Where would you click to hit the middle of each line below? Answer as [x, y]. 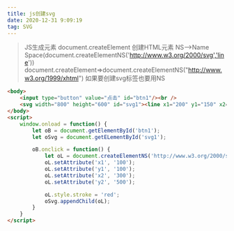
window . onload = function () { [64, 124]
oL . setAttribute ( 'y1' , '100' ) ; [90, 169]
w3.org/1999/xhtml [51, 78]
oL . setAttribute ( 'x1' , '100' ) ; [90, 163]
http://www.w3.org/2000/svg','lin [177, 55]
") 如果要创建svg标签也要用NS [122, 78]
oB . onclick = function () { [71, 150]
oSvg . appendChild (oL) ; [77, 201]
